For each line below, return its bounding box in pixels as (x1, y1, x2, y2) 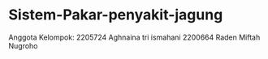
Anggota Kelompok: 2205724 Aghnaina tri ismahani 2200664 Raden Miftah (8, 32, 261, 42)
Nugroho (8, 40, 38, 50)
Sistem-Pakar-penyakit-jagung (8, 6, 223, 24)
